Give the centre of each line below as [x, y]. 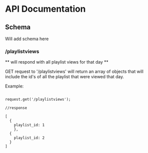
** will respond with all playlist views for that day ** [57, 62]
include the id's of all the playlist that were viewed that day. [65, 77]
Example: [14, 86]
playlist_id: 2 [29, 138]
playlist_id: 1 [29, 125]
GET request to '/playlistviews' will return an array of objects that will [74, 71]
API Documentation [45, 9]
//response [16, 108]
